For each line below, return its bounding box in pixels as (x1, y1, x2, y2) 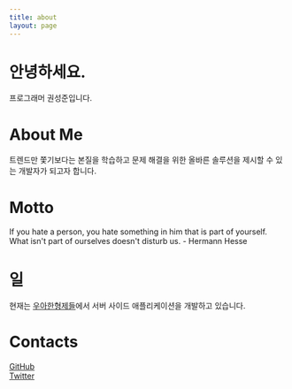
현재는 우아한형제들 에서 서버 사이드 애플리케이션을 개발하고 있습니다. (9, 301, 246, 311)
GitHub (9, 362, 35, 372)
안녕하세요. (9, 62, 87, 82)
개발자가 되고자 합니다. (18, 165, 97, 177)
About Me (9, 125, 83, 144)
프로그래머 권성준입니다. (9, 93, 93, 103)
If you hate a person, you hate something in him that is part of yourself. (9, 226, 268, 237)
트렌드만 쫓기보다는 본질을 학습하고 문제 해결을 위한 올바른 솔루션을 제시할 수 (9, 155, 274, 165)
